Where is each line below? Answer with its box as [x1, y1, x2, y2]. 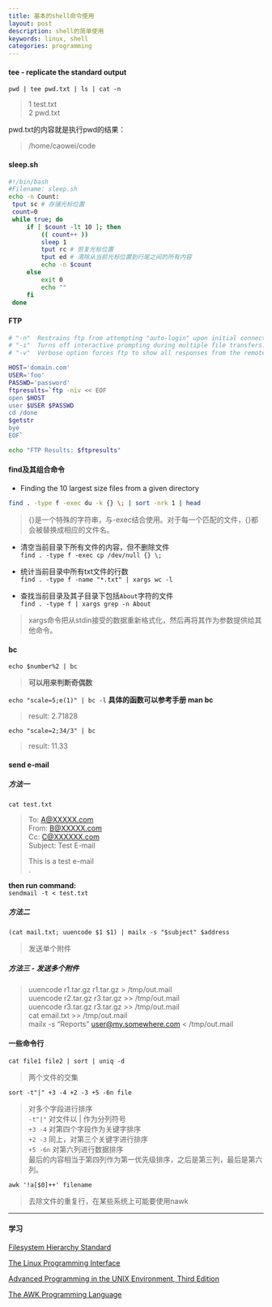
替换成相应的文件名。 [42, 524, 114, 534]
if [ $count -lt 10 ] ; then [26, 222, 121, 231]
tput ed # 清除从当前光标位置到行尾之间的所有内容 [40, 253, 192, 261]
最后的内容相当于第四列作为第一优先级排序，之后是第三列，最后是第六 [28, 1154, 263, 1164]
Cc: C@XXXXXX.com [28, 831, 100, 841]
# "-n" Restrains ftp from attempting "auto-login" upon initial [8, 334, 237, 342]
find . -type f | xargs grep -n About [19, 600, 151, 608]
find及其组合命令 [8, 464, 66, 475]
